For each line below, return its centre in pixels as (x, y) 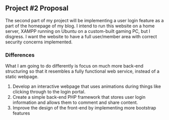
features (21, 113)
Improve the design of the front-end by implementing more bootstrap (84, 108)
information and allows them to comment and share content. (75, 102)
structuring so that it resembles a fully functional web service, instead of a (82, 71)
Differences (20, 55)
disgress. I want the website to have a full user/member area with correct (81, 36)
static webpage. (22, 77)
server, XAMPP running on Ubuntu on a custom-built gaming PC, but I (78, 31)
